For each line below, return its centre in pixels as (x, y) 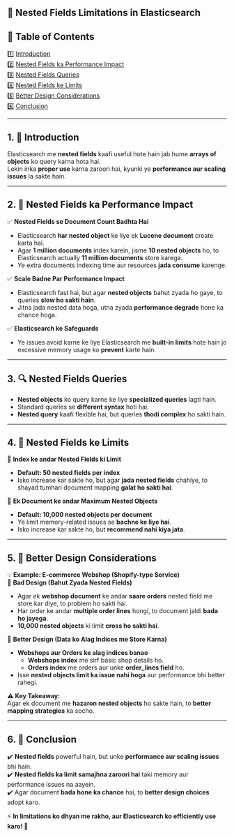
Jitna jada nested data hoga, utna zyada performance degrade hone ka (120, 307)
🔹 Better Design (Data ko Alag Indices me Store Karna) (87, 640)
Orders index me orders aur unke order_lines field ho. (106, 668)
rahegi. (28, 683)
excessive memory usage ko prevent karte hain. (87, 349)
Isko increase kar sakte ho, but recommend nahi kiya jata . (101, 529)
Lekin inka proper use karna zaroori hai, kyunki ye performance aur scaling (117, 169)
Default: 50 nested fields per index (69, 473)
